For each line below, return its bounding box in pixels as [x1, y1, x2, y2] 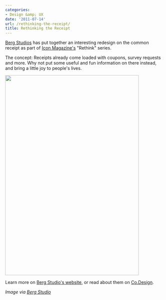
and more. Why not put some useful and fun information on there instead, [5, 60, 156, 66]
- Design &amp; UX [5, 12, 43, 17]
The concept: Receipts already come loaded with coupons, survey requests [5, 54, 161, 60]
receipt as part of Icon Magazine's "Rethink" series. [5, 45, 111, 51]
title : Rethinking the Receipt [5, 26, 70, 31]
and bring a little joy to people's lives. [5, 65, 82, 71]
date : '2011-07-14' [5, 16, 46, 21]
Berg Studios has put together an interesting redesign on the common [5, 39, 149, 45]
